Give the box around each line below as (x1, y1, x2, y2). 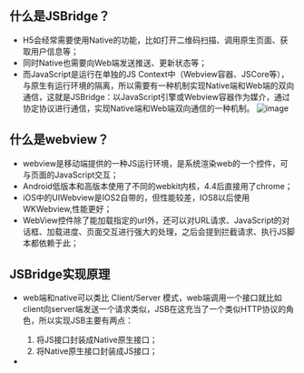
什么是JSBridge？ (9, 8, 111, 25)
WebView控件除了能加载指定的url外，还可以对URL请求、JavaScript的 (22, 215, 283, 226)
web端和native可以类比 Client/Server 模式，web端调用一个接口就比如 (22, 292, 283, 303)
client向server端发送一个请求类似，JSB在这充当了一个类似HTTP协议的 (22, 304, 287, 315)
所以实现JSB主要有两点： (38, 315, 133, 326)
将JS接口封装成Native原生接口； (35, 335, 158, 346)
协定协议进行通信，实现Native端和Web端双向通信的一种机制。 (22, 103, 255, 114)
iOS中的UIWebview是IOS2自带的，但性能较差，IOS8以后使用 (22, 192, 250, 203)
